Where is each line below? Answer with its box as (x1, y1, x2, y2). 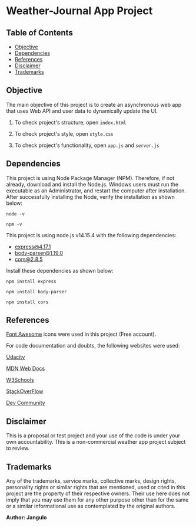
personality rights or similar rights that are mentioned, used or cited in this (6, 484, 185, 491)
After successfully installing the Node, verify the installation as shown (6, 193, 175, 200)
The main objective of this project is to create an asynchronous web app (6, 101, 182, 108)
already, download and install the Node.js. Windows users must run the (6, 181, 179, 188)
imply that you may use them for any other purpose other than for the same (6, 496, 189, 503)
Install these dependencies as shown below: (6, 267, 114, 274)
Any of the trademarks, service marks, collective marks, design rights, (6, 477, 177, 485)
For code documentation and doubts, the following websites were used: (6, 342, 180, 349)
